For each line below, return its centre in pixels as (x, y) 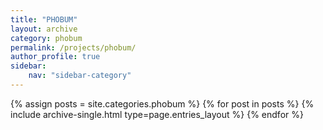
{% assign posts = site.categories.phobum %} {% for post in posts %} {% (162, 103)
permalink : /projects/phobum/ (73, 47)
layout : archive (44, 29)
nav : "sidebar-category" (80, 76)
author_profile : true (55, 57)
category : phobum (46, 38)
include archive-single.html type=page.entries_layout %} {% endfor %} (157, 114)
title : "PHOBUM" (44, 19)
